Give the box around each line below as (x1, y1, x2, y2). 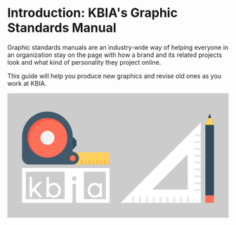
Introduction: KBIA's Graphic (7, 5, 178, 21)
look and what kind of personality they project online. (7, 58, 162, 66)
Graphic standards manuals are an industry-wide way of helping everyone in (7, 43, 229, 51)
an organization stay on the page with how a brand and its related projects (7, 51, 223, 59)
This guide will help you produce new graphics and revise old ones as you (7, 72, 222, 80)
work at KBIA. (7, 79, 47, 87)
